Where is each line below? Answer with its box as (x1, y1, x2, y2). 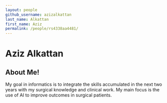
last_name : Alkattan (5, 17, 49, 22)
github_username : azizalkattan (5, 12, 72, 17)
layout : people (5, 7, 38, 13)
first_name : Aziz (5, 21, 42, 27)
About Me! (5, 68, 40, 76)
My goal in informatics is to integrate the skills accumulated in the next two (5, 81, 162, 87)
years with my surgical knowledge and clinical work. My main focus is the (5, 87, 160, 93)
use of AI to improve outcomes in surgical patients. (5, 92, 112, 98)
